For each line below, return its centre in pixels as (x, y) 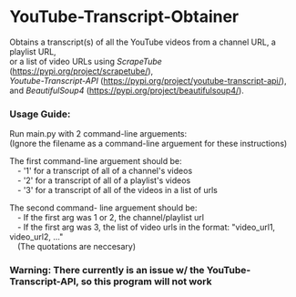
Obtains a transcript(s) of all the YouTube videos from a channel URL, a (143, 42)
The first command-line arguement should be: (96, 161)
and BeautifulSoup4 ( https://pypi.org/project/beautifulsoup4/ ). (127, 90)
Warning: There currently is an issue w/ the (107, 271)
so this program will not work (146, 282)
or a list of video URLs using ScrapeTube (86, 61)
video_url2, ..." (36, 237)
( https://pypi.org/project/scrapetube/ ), (82, 71)
